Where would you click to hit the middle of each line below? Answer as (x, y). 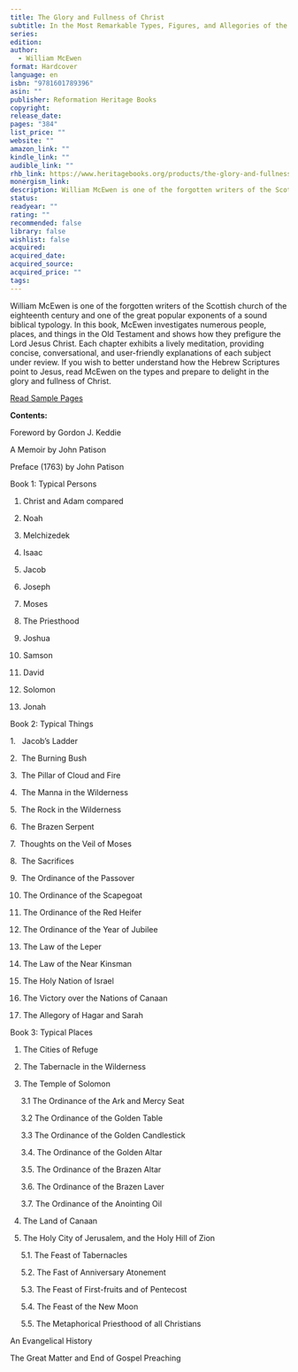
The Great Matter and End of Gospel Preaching (96, 1358)
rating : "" (30, 215)
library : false (38, 231)
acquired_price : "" (46, 272)
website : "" (32, 141)
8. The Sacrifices (42, 861)
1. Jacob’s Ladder (44, 740)
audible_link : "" (42, 165)
